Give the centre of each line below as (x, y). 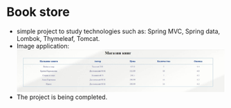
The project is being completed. (62, 97)
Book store (38, 12)
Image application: (43, 46)
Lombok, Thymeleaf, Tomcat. (58, 38)
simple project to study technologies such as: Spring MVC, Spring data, (118, 31)
